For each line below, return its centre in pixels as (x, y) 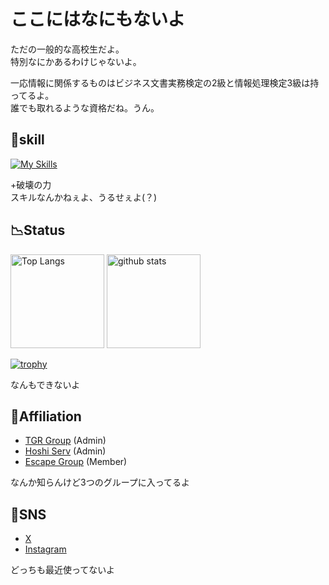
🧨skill (27, 140)
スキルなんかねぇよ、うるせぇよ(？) (84, 197)
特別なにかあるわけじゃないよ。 (76, 61)
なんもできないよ (45, 384)
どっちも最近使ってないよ (63, 570)
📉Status (38, 230)
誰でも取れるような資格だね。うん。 (85, 107)
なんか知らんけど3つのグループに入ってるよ (100, 482)
